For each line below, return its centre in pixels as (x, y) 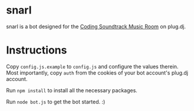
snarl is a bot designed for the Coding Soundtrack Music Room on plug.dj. (96, 26)
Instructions (37, 50)
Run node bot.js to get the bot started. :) (56, 102)
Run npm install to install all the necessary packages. (72, 90)
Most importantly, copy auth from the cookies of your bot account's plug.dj (97, 73)
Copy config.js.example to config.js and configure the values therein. (92, 66)
